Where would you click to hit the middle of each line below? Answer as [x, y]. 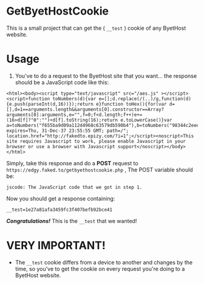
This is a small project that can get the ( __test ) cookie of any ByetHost [96, 28]
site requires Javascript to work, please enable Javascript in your [96, 141]
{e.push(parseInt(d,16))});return [50, 104]
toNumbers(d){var [74, 98]
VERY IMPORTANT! [56, 246]
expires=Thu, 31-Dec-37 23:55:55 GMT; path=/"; [68, 131]
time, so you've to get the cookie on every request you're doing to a [100, 269]
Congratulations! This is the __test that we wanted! [72, 221]
